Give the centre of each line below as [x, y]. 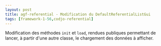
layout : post [18, 10]
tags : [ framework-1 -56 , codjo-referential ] [49, 19]
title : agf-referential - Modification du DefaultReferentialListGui [78, 14]
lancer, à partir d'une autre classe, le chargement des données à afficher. [80, 38]
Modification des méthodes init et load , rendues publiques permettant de [80, 33]
